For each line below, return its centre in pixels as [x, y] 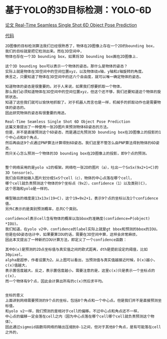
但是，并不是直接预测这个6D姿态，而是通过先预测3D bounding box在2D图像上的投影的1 [83, 132]
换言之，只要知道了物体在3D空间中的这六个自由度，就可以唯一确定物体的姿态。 [74, 77]
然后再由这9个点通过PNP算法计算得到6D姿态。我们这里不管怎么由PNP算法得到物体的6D [81, 143]
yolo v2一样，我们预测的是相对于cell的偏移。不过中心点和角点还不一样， [75, 311]
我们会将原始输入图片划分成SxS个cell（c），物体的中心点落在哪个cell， [70, 178]
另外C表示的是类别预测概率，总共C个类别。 [43, 209]
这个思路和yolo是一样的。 [28, 188]
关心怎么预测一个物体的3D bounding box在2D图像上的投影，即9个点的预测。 [81, 153]
